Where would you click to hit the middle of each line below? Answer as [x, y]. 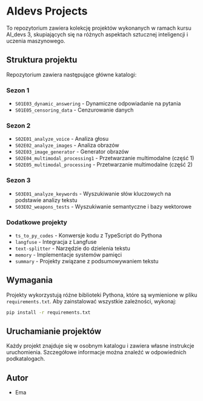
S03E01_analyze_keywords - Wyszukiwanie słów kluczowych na [93, 194]
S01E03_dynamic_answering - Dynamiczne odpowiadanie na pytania [98, 104]
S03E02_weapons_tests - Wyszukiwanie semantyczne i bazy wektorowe [103, 206]
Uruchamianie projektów [54, 332]
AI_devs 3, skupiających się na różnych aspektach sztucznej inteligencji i [97, 34]
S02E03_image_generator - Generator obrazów [72, 152]
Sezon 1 [18, 90]
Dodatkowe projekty [37, 222]
